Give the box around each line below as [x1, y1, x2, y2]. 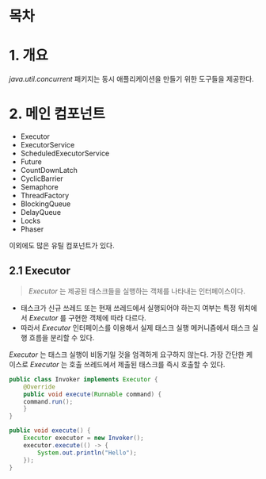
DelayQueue [20, 208, 62, 217]
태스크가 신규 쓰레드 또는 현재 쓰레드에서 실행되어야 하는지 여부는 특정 [20, 303, 237, 312]
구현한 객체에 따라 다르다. [67, 312, 147, 322]
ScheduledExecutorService [20, 148, 110, 159]
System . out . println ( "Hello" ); [37, 449, 137, 457]
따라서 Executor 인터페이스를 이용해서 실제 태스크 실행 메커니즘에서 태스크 [20, 323, 251, 332]
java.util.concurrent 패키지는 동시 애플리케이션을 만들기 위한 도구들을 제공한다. [9, 75, 254, 84]
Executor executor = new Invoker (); [23, 434, 145, 442]
